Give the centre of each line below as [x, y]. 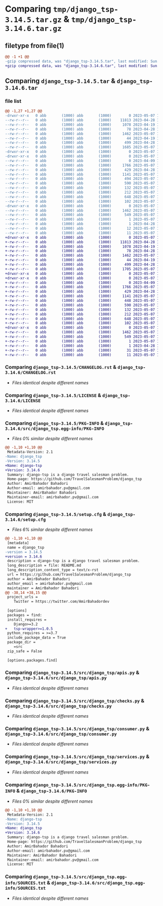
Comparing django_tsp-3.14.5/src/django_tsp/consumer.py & [77, 729]
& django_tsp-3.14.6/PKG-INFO [52, 791]
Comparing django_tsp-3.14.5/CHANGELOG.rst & [61, 367]
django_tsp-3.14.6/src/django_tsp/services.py [61, 762]
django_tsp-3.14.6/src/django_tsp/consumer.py [61, 734]
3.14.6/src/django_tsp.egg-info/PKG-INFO [55, 428]
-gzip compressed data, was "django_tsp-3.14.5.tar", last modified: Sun [81, 61]
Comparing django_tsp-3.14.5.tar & [60, 81]
